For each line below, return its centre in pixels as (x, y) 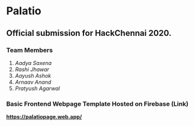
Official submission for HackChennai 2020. (89, 33)
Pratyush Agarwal (37, 88)
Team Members (29, 50)
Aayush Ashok (33, 75)
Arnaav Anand (33, 82)
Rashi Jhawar (32, 69)
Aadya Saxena (33, 63)
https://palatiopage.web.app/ (44, 117)
